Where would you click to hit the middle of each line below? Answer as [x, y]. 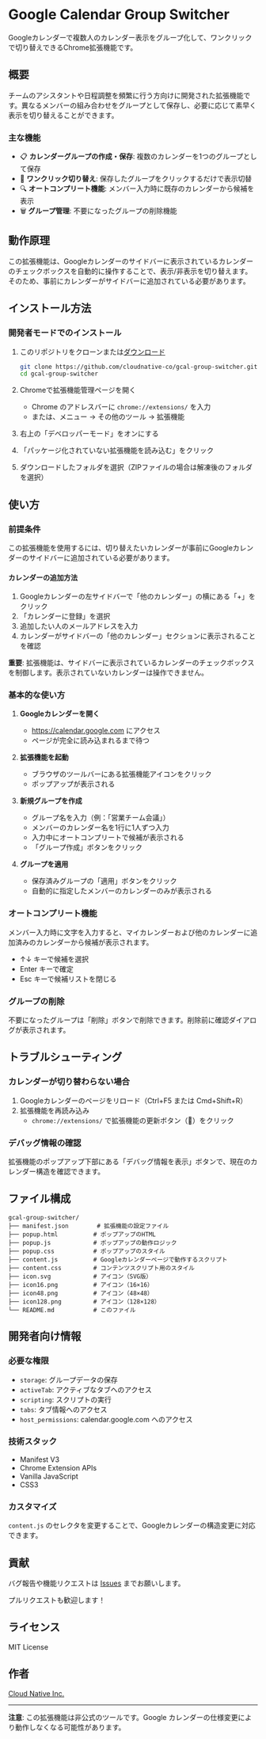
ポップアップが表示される [73, 784]
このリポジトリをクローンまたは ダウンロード [93, 352]
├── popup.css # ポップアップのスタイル [87, 1251]
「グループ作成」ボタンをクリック [87, 847]
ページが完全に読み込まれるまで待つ [91, 740]
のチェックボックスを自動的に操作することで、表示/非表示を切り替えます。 [130, 271]
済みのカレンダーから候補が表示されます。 [84, 942]
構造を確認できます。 [70, 1172]
